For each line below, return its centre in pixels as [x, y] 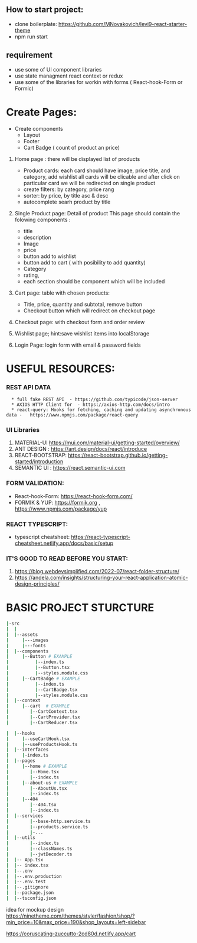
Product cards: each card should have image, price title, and [97, 170]
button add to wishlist [50, 256]
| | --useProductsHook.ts [42, 744]
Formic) [24, 88]
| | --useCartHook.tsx [38, 739]
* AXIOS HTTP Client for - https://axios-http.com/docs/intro [91, 405]
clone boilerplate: [36, 24]
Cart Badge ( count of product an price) [71, 147]
